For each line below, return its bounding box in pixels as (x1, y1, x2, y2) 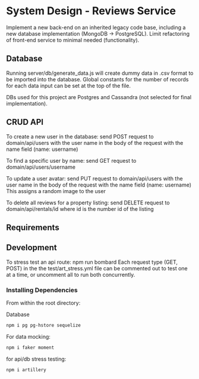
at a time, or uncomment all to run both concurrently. (6, 271, 135, 278)
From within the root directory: (6, 299, 81, 307)
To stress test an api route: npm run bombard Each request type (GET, (6, 258, 178, 266)
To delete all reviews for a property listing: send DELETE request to (6, 199, 170, 206)
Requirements (6, 222, 59, 232)
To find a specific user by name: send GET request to (6, 157, 137, 164)
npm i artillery (6, 367, 46, 372)
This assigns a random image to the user (6, 187, 106, 194)
